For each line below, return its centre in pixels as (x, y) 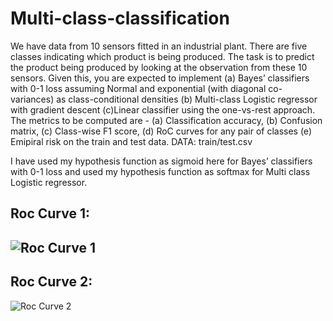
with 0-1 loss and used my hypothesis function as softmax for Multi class (160, 171)
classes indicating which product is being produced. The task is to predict (162, 56)
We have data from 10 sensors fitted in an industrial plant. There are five (159, 46)
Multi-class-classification (120, 18)
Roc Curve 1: (50, 213)
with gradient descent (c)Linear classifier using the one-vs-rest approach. (163, 109)
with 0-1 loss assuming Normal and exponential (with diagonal (138, 88)
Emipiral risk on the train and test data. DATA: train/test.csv (131, 141)
